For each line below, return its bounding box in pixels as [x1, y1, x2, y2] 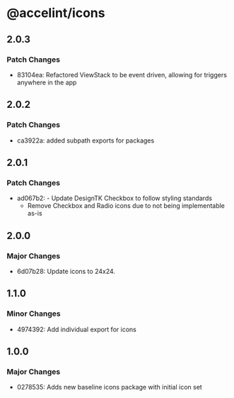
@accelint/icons [6, 5, 105, 21]
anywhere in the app [16, 78, 77, 87]
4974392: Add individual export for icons [16, 325, 137, 333]
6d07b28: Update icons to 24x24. [16, 267, 116, 275]
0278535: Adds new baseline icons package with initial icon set [16, 383, 202, 392]
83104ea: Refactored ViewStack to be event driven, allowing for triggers [16, 70, 228, 79]
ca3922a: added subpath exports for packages [16, 136, 155, 145]
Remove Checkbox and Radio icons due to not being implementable [27, 201, 226, 210]
